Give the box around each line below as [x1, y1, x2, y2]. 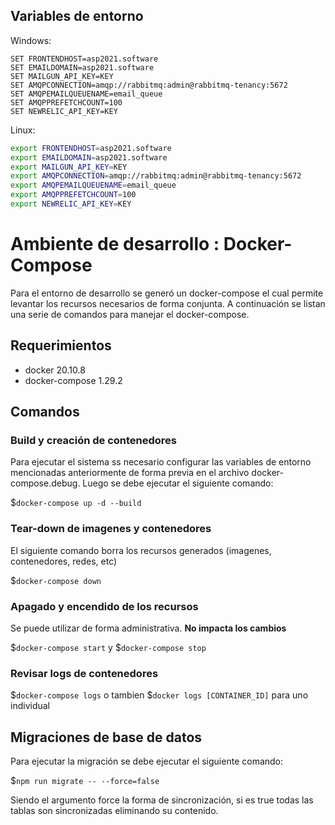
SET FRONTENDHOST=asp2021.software [10, 54, 159, 64]
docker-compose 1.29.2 [24, 374, 123, 386]
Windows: [10, 34, 52, 46]
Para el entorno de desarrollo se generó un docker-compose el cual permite [10, 287, 324, 299]
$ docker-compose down [10, 574, 102, 586]
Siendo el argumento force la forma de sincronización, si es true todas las [10, 794, 314, 806]
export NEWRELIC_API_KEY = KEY [10, 199, 132, 209]
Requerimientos [10, 337, 112, 354]
